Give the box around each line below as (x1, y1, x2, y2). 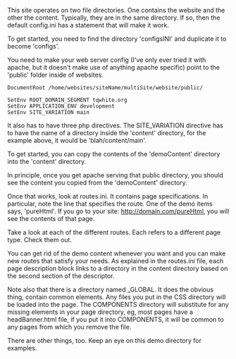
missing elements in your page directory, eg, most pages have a (7, 308, 194, 316)
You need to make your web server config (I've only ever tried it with (7, 56, 206, 64)
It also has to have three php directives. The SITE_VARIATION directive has (7, 121, 223, 130)
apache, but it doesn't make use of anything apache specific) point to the (7, 63, 221, 71)
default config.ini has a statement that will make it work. (7, 21, 169, 29)
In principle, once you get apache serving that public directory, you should (7, 171, 223, 179)
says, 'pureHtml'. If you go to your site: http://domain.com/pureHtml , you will (7, 207, 230, 215)
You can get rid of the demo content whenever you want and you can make (7, 249, 226, 258)
